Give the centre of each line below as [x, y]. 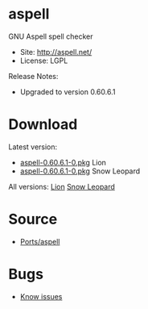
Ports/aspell [40, 241]
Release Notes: [33, 76]
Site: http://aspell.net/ [56, 52]
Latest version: [33, 147]
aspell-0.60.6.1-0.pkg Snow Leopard [80, 171]
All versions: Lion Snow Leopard [62, 186]
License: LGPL [44, 61]
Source [33, 219]
